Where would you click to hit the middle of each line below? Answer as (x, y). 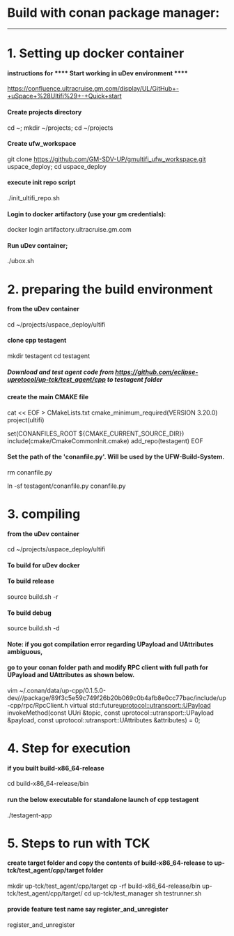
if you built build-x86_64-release (56, 768)
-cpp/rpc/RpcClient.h (38, 705)
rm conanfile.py (30, 472)
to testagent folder (135, 379)
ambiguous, (25, 651)
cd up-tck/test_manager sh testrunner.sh (143, 893)
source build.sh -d (34, 628)
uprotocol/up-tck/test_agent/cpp (57, 379)
